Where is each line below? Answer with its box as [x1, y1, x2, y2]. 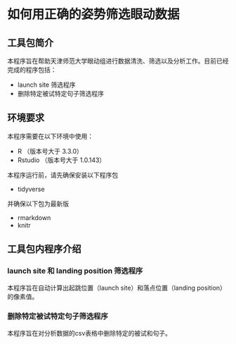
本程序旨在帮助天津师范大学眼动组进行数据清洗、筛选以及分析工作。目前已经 [7, 57, 229, 65]
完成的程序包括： [7, 66, 57, 74]
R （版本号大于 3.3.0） [17, 147, 83, 155]
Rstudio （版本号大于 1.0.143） [17, 156, 106, 164]
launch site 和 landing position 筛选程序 [7, 266, 143, 276]
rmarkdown [17, 213, 51, 222]
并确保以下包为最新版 [7, 199, 69, 208]
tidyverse [17, 185, 45, 193]
